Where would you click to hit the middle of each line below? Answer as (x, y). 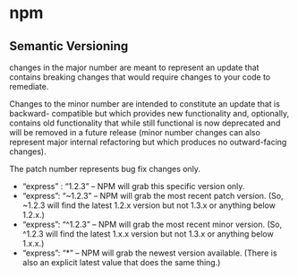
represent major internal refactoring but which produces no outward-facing (148, 142)
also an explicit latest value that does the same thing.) (121, 262)
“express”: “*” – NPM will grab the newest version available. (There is (149, 253)
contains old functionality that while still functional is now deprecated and (145, 123)
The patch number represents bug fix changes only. (105, 169)
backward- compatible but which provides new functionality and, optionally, (149, 113)
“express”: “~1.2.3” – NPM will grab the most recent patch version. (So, (153, 196)
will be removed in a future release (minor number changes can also (135, 132)
